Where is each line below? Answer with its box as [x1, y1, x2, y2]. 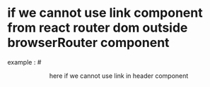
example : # [7, 58, 42, 66]
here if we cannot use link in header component [49, 72, 189, 80]
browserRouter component [7, 35, 170, 51]
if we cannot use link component [7, 5, 203, 21]
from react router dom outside [7, 20, 188, 36]
